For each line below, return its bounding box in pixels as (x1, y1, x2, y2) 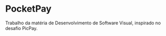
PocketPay (5, 3, 52, 15)
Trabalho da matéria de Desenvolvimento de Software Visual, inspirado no (5, 20, 161, 26)
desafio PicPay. (5, 25, 38, 31)
